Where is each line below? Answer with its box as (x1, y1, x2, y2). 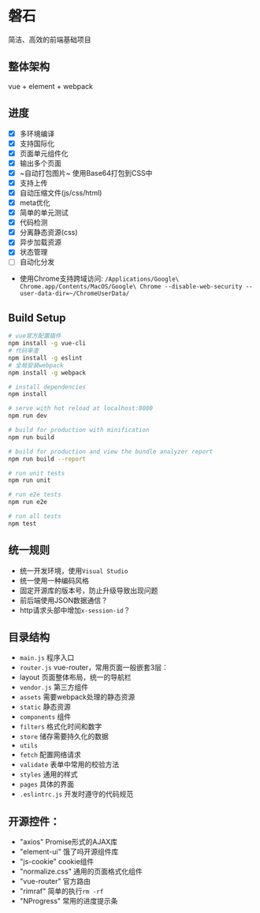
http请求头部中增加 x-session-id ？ (19, 605, 131, 615)
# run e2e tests (8, 490, 61, 499)
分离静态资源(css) (19, 228, 78, 237)
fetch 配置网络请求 (19, 750, 81, 759)
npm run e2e (8, 498, 47, 506)
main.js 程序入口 (19, 653, 75, 662)
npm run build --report (8, 455, 87, 463)
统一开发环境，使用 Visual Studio (19, 565, 128, 576)
